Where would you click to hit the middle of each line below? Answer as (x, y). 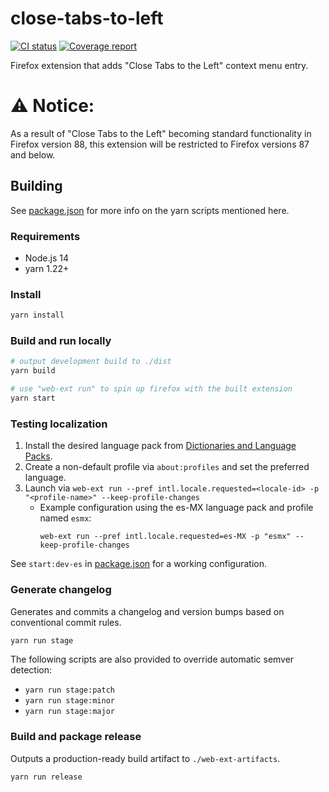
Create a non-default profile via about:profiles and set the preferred (167, 467)
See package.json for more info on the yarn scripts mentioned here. (150, 210)
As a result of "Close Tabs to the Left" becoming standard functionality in (161, 133)
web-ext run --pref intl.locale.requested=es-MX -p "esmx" (165, 537)
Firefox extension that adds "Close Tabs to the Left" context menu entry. (159, 65)
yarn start (33, 398)
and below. (33, 154)
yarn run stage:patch (69, 690)
